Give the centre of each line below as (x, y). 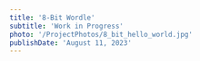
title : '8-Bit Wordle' (52, 17)
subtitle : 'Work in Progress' (67, 26)
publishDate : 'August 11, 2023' (70, 43)
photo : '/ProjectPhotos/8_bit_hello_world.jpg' (101, 34)
